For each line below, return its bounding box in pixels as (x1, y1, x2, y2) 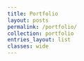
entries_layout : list (7, 36, 71, 43)
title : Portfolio (7, 10, 59, 18)
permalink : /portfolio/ (7, 23, 78, 30)
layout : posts (7, 17, 49, 24)
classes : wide (7, 43, 49, 50)
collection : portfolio (7, 29, 74, 37)
